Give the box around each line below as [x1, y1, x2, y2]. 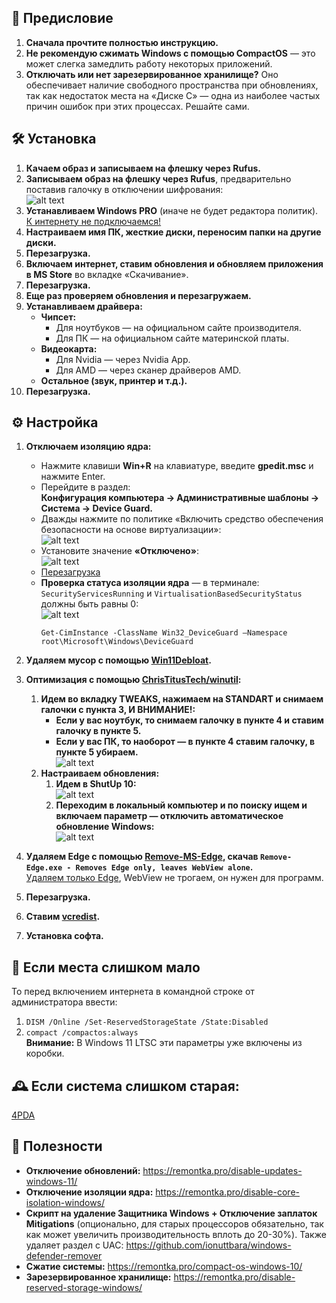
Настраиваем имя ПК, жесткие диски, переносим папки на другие [25, 226, 322, 238]
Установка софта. [25, 930, 104, 942]
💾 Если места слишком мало [11, 959, 201, 976]
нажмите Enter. [40, 471, 106, 483]
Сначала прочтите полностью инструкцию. [25, 36, 219, 48]
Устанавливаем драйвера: [25, 300, 143, 312]
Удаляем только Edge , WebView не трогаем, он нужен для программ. [25, 872, 324, 884]
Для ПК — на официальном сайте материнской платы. [55, 332, 290, 344]
